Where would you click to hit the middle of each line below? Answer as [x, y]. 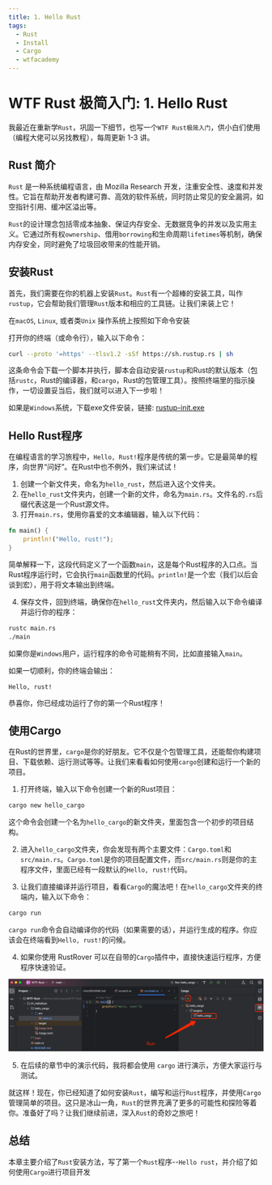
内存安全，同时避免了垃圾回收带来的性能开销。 [86, 244]
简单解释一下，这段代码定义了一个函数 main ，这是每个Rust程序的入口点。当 [133, 564]
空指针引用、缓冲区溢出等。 [55, 206]
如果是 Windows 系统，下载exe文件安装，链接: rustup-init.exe [106, 408]
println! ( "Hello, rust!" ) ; [68, 539]
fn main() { [28, 531]
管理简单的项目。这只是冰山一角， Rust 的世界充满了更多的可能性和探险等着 [133, 1102]
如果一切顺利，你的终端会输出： [62, 670]
